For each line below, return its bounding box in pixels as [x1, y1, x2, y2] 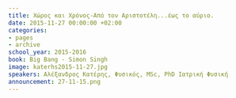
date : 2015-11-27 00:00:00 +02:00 [8, 19, 123, 27]
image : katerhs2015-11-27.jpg [8, 63, 108, 71]
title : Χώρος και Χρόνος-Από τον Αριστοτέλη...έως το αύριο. [8, 11, 215, 20]
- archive [8, 41, 41, 49]
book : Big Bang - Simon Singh [8, 56, 108, 64]
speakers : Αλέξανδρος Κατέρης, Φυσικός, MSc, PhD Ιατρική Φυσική [8, 70, 228, 78]
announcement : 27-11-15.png [8, 77, 101, 85]
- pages [8, 33, 34, 42]
